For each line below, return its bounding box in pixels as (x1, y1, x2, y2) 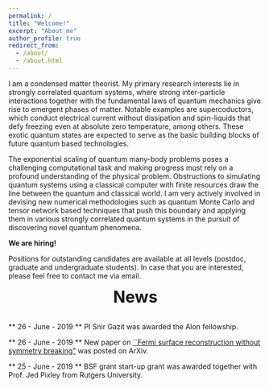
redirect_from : (8, 42, 60, 50)
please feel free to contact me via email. (8, 270, 142, 280)
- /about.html (15, 57, 63, 65)
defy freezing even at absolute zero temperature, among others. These (8, 122, 244, 131)
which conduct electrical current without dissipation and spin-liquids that (8, 113, 251, 122)
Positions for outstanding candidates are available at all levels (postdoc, (8, 254, 246, 263)
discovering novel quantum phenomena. (8, 222, 143, 232)
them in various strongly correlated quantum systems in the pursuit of (8, 214, 240, 224)
